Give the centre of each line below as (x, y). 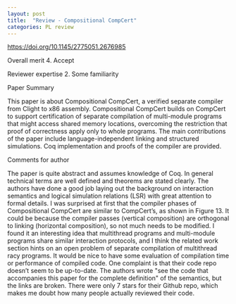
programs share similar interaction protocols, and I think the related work (113, 241)
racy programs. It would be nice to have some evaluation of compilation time (118, 256)
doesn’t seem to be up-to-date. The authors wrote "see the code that (108, 271)
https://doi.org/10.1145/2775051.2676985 (67, 47)
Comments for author (38, 160)
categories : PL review (41, 27)
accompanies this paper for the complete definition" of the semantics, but (114, 278)
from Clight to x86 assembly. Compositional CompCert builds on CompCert (117, 109)
